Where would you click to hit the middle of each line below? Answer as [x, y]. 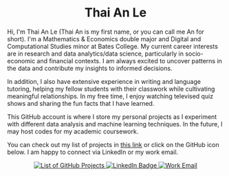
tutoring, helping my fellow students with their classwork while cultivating [111, 89]
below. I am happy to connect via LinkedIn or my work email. [93, 152]
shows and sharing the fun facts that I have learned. [81, 103]
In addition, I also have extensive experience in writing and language [104, 81]
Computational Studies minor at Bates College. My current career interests [113, 46]
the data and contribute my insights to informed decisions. [90, 68]
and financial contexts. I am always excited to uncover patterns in [129, 60]
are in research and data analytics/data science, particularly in [96, 54]
